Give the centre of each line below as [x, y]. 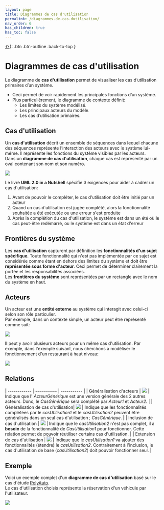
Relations [20, 379]
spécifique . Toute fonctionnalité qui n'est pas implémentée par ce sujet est [81, 255]
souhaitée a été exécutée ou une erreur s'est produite [66, 213]
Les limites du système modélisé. [53, 105]
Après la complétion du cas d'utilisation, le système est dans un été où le [86, 218]
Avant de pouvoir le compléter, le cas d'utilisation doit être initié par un [83, 197]
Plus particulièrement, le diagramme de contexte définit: [69, 100]
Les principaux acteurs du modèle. [54, 110]
